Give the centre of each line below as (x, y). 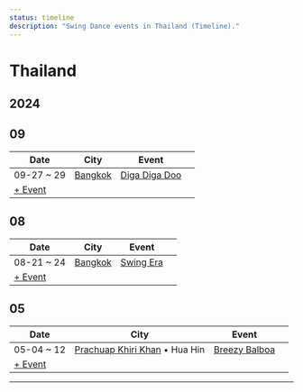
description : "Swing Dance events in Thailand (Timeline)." (125, 26)
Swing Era (142, 262)
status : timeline (42, 18)
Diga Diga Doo (151, 175)
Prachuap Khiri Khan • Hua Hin (140, 350)
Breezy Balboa (244, 350)
